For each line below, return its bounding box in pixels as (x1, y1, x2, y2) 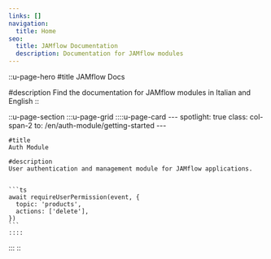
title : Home (15, 27, 57, 35)
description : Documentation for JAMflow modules (15, 50, 184, 58)
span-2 (8, 121, 33, 130)
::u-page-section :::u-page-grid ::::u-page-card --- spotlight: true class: (8, 112, 248, 122)
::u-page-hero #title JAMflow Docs (8, 72, 125, 81)
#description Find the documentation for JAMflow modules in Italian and (8, 88, 251, 97)
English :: (8, 97, 39, 106)
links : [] (8, 11, 42, 20)
